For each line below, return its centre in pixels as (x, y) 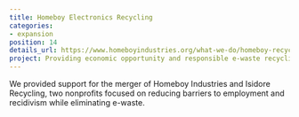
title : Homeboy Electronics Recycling (81, 17)
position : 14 (33, 42)
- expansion (31, 34)
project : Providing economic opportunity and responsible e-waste (135, 58)
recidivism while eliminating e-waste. (77, 102)
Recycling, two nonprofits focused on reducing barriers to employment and (147, 93)
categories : (31, 26)
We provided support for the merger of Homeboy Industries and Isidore (140, 84)
